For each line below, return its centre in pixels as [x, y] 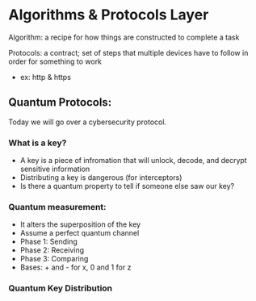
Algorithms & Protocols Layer [109, 15]
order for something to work [55, 61]
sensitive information [55, 169]
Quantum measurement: [57, 207]
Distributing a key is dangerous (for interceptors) [101, 178]
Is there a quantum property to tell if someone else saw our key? [127, 186]
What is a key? [38, 143]
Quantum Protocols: [60, 102]
